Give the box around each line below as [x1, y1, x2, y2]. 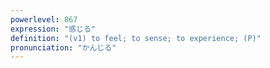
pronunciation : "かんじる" [10, 42, 117, 53]
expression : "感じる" [10, 24, 96, 34]
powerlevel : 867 [10, 14, 78, 25]
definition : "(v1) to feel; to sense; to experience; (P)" [10, 33, 262, 43]
